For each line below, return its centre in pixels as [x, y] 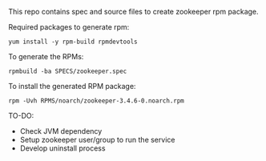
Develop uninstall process [62, 148]
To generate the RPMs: [46, 56]
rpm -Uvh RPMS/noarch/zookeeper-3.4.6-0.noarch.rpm [96, 101]
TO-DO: [21, 116]
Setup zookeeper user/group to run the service [97, 140]
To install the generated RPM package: [72, 86]
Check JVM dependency [61, 131]
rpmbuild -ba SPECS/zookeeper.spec [68, 71]
